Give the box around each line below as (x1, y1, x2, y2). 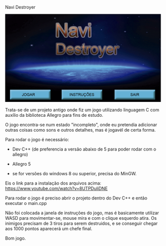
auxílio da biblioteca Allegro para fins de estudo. (5, 112, 104, 118)
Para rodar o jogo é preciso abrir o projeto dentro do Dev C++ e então (5, 195, 147, 201)
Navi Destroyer (5, 4, 36, 10)
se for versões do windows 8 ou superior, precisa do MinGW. (12, 170, 137, 176)
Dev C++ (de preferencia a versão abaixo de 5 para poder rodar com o (12, 146, 157, 152)
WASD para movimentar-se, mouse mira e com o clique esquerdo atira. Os (5, 215, 157, 221)
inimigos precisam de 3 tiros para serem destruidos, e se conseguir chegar (5, 220, 158, 226)
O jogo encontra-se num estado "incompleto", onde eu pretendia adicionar (5, 121, 157, 128)
